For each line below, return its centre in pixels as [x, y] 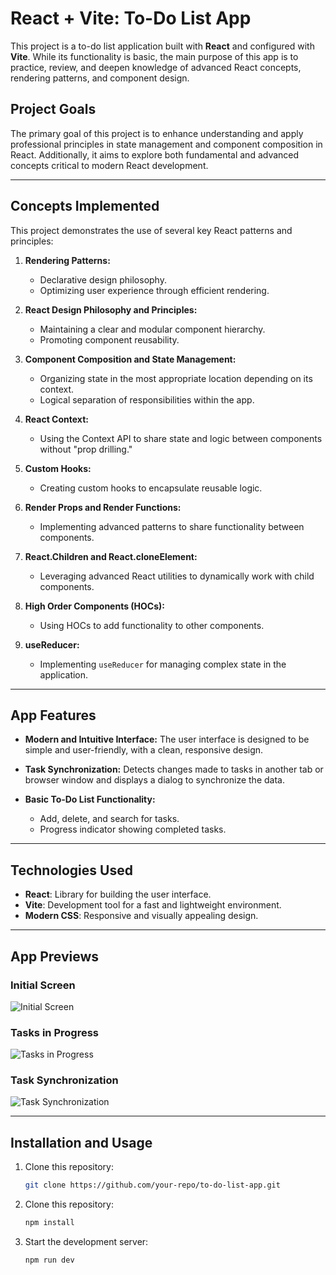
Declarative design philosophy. [103, 279]
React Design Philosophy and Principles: [111, 309]
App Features [53, 715]
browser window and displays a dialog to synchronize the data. [154, 780]
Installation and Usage [81, 1142]
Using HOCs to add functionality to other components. [152, 625]
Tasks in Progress [54, 1032]
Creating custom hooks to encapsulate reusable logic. [151, 488]
